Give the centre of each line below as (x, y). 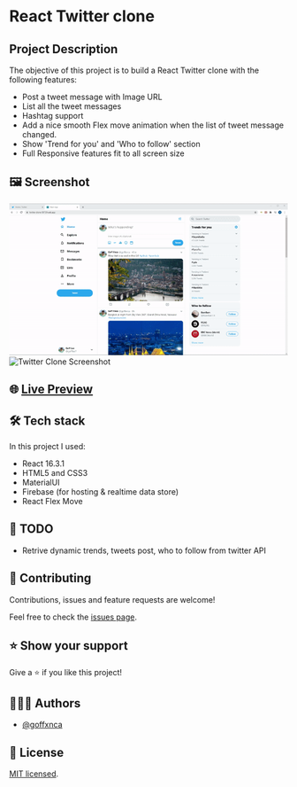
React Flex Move (52, 502)
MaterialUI (41, 483)
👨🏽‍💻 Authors (45, 703)
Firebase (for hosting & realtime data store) (100, 492)
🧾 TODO (31, 529)
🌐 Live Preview (51, 390)
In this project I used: (47, 447)
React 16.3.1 (43, 464)
